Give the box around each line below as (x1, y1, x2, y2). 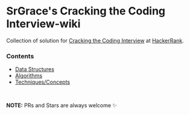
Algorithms (14, 72, 43, 79)
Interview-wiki (6, 17, 81, 31)
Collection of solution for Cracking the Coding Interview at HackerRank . (6, 37, 184, 44)
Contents (6, 52, 34, 60)
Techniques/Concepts (14, 78, 71, 85)
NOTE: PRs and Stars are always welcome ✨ (6, 102, 118, 109)
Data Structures (14, 66, 54, 73)
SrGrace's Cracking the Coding (6, 4, 166, 18)
